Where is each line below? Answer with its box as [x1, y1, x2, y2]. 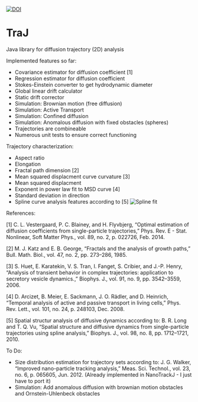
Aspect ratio [14, 154, 45, 161]
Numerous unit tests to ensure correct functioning [14, 131, 137, 138]
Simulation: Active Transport [14, 106, 84, 113]
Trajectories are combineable [14, 125, 87, 132]
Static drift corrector [14, 93, 64, 100]
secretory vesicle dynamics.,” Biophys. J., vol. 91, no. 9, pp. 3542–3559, [6, 275, 181, 282]
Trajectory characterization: [6, 142, 74, 150]
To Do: [6, 347, 22, 354]
